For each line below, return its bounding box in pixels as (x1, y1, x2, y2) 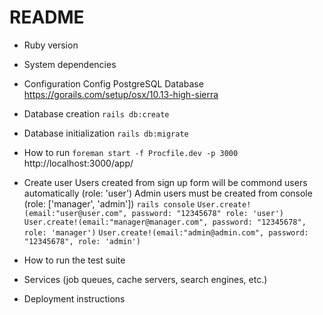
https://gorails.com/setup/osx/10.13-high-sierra (23, 88, 219, 100)
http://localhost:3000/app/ (23, 157, 134, 169)
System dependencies (23, 58, 117, 70)
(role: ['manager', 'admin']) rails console (23, 197, 196, 210)
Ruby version (23, 39, 79, 51)
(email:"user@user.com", (23, 208, 128, 218)
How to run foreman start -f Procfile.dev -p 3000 (23, 146, 239, 158)
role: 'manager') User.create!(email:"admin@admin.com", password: (23, 227, 309, 238)
